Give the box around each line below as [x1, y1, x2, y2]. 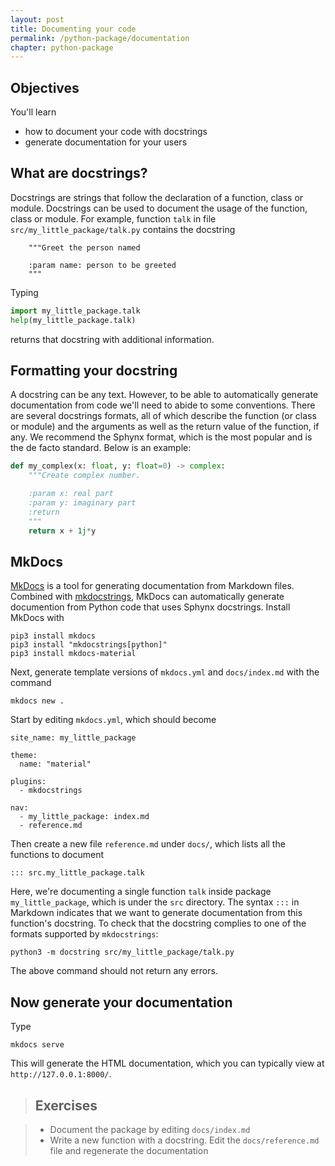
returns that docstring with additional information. [10, 333, 215, 345]
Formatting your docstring [10, 362, 178, 380]
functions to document [10, 849, 104, 861]
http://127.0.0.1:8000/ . [10, 1068, 112, 1080]
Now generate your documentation [10, 994, 233, 1011]
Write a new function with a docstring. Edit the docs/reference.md [49, 1134, 320, 1146]
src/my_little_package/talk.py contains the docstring [10, 223, 236, 235]
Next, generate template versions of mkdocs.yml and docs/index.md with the [10, 666, 320, 678]
